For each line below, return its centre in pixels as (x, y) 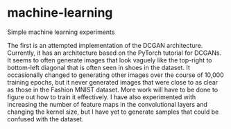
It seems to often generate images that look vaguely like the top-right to (110, 60)
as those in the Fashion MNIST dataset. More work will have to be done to (113, 89)
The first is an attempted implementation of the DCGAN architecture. (105, 45)
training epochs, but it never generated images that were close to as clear (113, 82)
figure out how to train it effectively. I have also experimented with (102, 97)
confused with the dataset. (45, 119)
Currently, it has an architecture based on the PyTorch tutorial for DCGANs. (114, 53)
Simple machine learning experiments (61, 32)
